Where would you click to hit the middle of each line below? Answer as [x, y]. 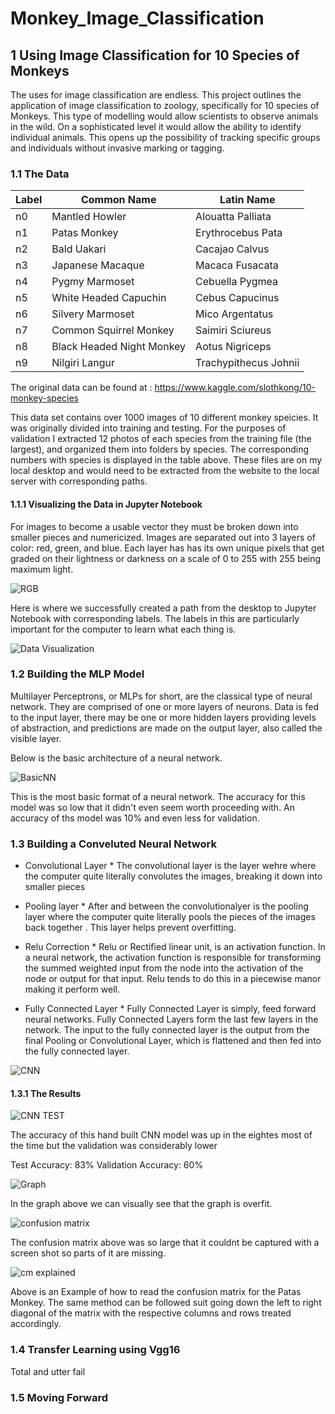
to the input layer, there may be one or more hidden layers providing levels [163, 717]
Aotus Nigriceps [233, 347]
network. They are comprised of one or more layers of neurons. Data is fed [165, 706]
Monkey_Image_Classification [137, 18]
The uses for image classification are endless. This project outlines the [156, 95]
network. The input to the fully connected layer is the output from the [167, 1030]
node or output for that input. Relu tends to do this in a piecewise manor [173, 979]
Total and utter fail [48, 1371]
